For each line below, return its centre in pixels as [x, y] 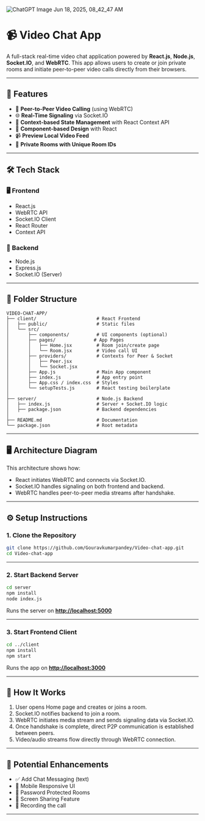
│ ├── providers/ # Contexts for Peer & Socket [90, 356]
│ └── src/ [23, 329]
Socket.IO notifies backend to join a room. [68, 714]
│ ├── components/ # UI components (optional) [87, 335]
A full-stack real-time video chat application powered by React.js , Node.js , [101, 56]
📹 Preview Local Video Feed [52, 135]
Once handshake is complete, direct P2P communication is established [104, 726]
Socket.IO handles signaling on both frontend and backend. [90, 486]
